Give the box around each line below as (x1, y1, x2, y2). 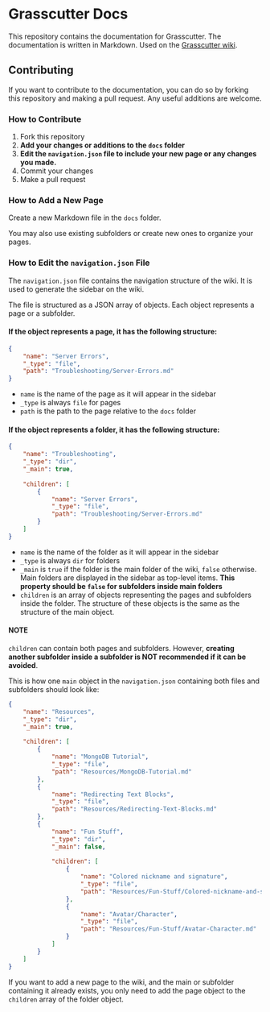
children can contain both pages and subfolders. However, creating (8, 644, 235, 653)
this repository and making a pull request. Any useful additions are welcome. (8, 93, 262, 103)
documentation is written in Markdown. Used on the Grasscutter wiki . (8, 39, 238, 49)
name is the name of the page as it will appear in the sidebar (19, 389, 217, 399)
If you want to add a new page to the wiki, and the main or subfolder (8, 977, 235, 987)
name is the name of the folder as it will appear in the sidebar (19, 547, 219, 557)
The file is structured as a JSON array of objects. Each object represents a (8, 300, 255, 309)
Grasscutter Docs (8, 5, 129, 23)
